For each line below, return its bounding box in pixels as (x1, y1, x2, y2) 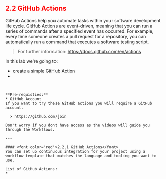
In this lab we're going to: (5, 58, 58, 64)
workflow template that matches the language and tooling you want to (5, 153, 157, 158)
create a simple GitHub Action (12, 68, 75, 74)
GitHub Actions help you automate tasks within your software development (5, 17, 161, 23)
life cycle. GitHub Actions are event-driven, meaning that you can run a (5, 23, 153, 29)
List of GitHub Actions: (5, 166, 58, 171)
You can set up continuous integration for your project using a (5, 149, 145, 154)
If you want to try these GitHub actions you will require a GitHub (5, 101, 152, 106)
